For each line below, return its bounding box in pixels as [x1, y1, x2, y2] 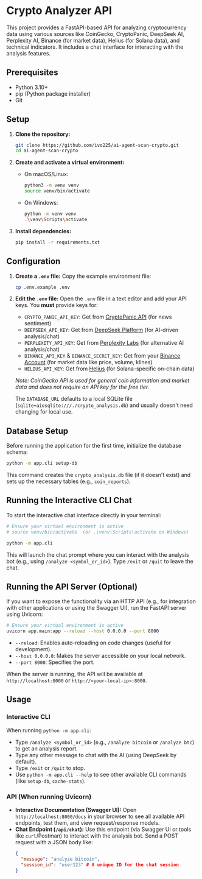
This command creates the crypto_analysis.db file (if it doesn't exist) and [6, 471, 191, 479]
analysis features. [6, 49, 50, 57]
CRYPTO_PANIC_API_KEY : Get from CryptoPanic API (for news [24, 313, 172, 320]
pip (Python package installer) [15, 90, 91, 97]
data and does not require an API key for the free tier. [15, 383, 150, 390]
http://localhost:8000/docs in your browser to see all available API [15, 813, 185, 820]
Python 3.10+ [15, 83, 49, 91]
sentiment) [24, 320, 52, 327]
